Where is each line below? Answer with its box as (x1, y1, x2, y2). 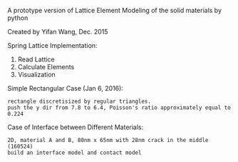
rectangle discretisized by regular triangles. (7, 98, 152, 105)
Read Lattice (17, 55, 55, 64)
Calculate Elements (17, 63, 75, 71)
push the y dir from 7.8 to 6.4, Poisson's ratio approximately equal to (7, 104, 232, 111)
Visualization (17, 71, 56, 79)
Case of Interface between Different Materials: (7, 123, 144, 131)
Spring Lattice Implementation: (7, 41, 98, 49)
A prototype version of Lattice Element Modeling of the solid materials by (7, 6, 222, 14)
